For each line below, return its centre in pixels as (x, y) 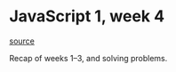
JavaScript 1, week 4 (87, 16)
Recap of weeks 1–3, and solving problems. (88, 58)
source (22, 41)
